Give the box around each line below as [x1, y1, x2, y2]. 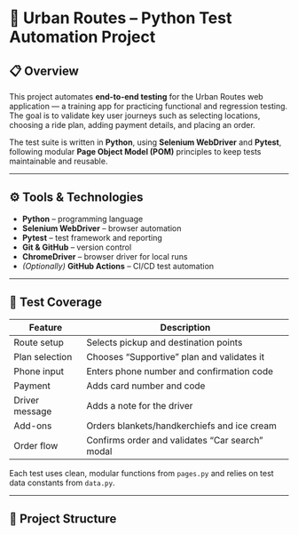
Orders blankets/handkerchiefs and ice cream [86, 419, 278, 432]
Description [160, 321, 211, 333]
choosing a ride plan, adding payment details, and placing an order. [9, 120, 255, 130]
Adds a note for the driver [86, 399, 193, 411]
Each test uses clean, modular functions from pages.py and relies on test [9, 467, 274, 478]
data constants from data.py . [9, 477, 115, 488]
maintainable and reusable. [9, 156, 108, 166]
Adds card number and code [86, 379, 206, 392]
